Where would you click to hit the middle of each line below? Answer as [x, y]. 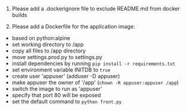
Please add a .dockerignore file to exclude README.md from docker [96, 9]
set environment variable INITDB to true [61, 70]
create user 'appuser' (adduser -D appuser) [66, 76]
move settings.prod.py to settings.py [57, 57]
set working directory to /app [48, 44]
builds [19, 15]
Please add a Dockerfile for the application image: [74, 27]
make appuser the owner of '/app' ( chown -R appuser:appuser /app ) [95, 82]
